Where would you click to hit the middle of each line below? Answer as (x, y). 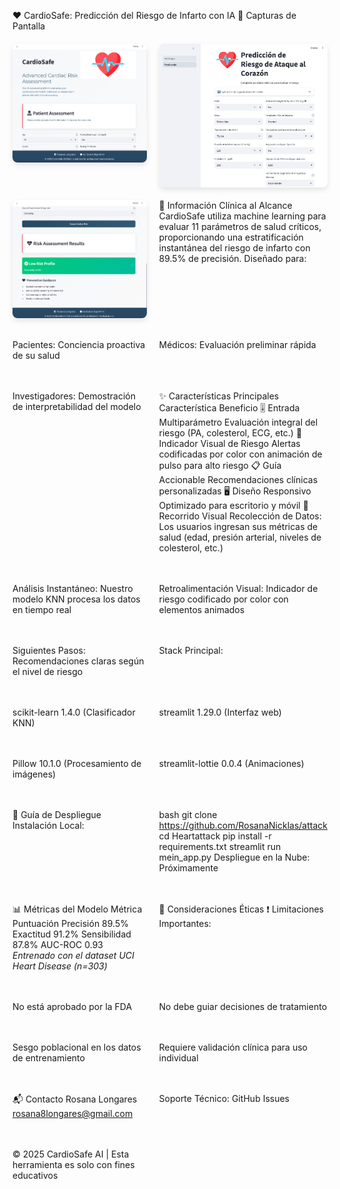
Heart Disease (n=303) (60, 966)
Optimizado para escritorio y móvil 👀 (233, 505)
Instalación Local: (48, 825)
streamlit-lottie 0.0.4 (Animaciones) (231, 763)
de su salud (36, 355)
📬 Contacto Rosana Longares (75, 1099)
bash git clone (188, 814)
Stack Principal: (191, 650)
